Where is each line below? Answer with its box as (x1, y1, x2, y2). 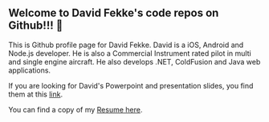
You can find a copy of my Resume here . (8, 104, 143, 114)
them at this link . (8, 89, 63, 99)
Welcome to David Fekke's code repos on (8, 6, 219, 20)
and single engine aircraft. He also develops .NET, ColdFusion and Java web (8, 57, 261, 66)
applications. (8, 65, 51, 75)
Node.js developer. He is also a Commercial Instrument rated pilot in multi (8, 48, 251, 58)
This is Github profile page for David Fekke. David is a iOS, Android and (8, 40, 244, 49)
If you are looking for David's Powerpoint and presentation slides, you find (8, 81, 254, 90)
